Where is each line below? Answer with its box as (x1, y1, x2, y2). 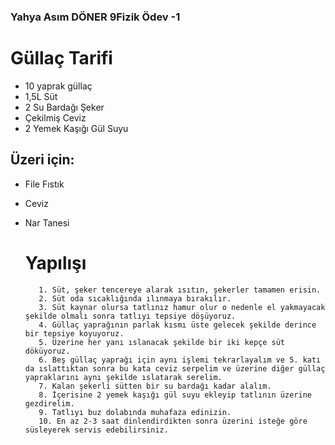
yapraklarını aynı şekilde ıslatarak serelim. (24, 372, 223, 382)
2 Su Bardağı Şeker (24, 101, 105, 113)
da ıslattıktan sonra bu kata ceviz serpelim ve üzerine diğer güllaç (24, 363, 326, 374)
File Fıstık (24, 178, 65, 190)
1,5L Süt (24, 90, 58, 102)
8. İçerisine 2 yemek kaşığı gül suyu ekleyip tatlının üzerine (38, 390, 312, 400)
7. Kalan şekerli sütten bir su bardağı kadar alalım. (38, 381, 272, 391)
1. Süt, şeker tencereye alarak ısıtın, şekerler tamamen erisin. (38, 285, 322, 295)
